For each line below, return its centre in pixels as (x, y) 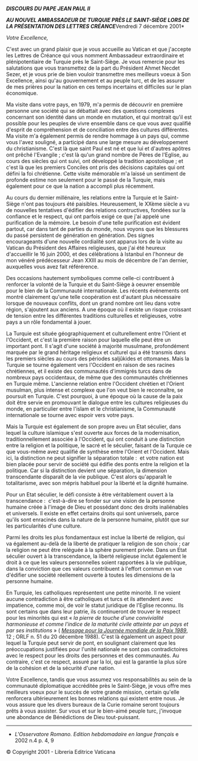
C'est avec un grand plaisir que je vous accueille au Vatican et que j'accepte (99, 49)
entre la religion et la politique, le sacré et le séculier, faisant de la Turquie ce (99, 445)
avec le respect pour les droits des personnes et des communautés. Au (93, 656)
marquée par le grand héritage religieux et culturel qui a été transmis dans (96, 352)
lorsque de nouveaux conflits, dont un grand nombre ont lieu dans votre (93, 303)
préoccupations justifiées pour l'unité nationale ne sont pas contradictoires (97, 649)
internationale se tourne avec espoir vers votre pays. (70, 415)
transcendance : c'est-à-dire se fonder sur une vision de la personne (90, 501)
